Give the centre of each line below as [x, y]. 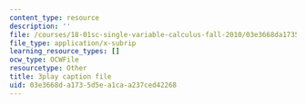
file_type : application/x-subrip [73, 43]
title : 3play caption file [61, 77]
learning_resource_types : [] [65, 52]
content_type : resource [55, 18]
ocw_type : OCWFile [44, 60]
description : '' [40, 26]
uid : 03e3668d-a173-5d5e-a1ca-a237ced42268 [93, 85]
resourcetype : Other [49, 69]
